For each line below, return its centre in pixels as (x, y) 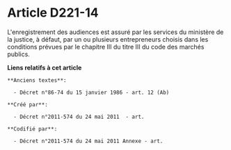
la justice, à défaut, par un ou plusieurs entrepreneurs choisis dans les (108, 39)
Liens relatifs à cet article (45, 67)
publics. (18, 54)
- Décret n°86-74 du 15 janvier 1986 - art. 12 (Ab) (91, 92)
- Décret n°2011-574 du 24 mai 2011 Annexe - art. (88, 141)
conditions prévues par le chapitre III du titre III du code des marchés (106, 47)
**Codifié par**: (32, 129)
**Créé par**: (28, 105)
